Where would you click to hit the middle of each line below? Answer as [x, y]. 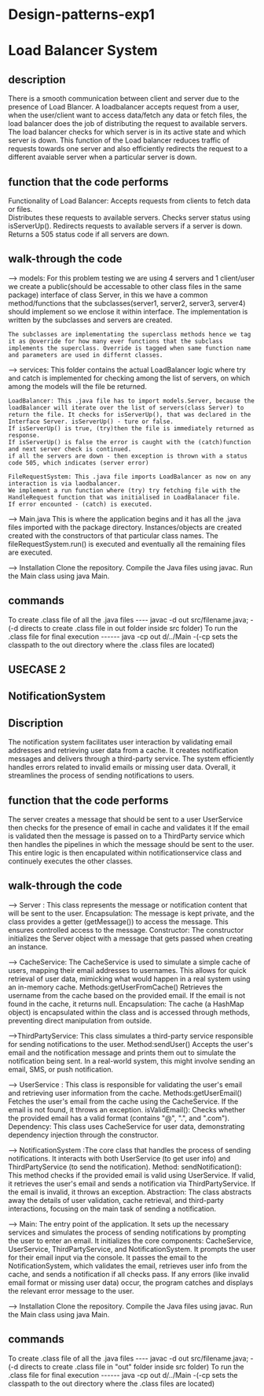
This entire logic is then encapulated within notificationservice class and [125, 853]
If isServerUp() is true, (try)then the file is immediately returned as [132, 428]
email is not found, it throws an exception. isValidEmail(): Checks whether [127, 1109]
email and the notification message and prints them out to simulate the [122, 1053]
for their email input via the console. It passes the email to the [108, 1257]
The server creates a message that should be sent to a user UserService [126, 819]
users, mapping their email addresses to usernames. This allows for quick [127, 970]
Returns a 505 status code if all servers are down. [89, 234]
